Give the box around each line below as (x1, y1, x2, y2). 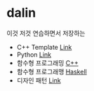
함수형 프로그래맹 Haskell (16, 67, 87, 76)
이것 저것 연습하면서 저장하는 (6, 29, 86, 37)
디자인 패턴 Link (16, 76, 61, 85)
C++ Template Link (16, 43, 72, 51)
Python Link (16, 50, 52, 59)
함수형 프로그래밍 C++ (16, 58, 79, 67)
